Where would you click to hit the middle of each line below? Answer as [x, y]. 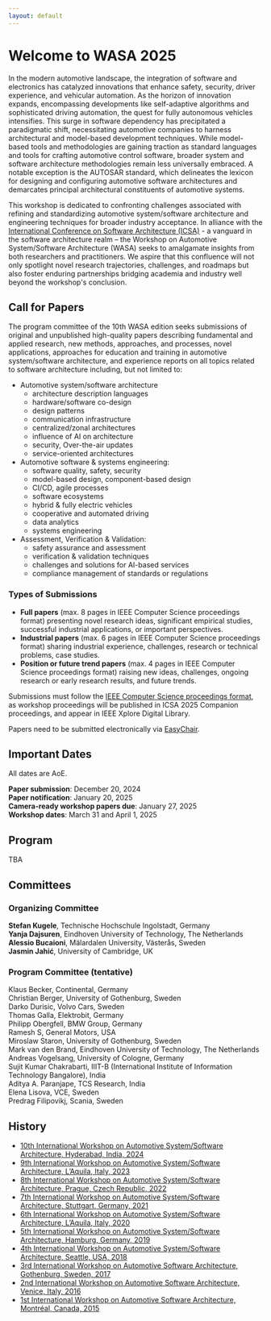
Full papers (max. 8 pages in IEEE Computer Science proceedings [130, 612]
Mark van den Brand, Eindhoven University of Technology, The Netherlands [134, 1049]
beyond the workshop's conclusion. [68, 282]
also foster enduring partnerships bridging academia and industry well [125, 273]
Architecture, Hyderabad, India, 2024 [82, 1154]
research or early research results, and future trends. [108, 680]
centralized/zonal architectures [83, 428]
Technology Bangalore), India [57, 1075]
